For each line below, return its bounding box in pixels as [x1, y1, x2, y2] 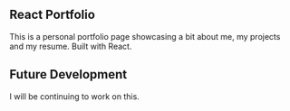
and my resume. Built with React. [9, 41, 132, 51]
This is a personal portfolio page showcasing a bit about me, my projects [9, 31, 281, 42]
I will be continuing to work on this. [9, 90, 140, 102]
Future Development [9, 67, 128, 82]
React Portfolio [9, 7, 95, 23]
